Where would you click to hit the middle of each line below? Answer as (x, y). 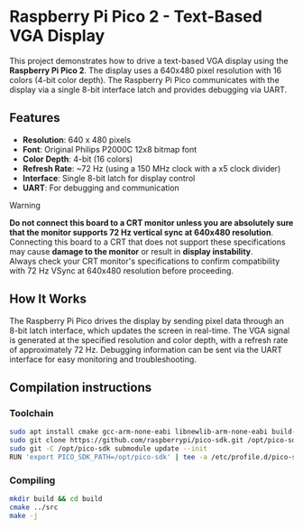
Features (35, 118)
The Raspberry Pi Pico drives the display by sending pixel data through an (147, 320)
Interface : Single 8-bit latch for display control (109, 178)
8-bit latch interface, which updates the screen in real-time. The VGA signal (150, 330)
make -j (24, 515)
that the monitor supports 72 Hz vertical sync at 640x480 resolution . (141, 232)
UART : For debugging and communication (101, 188)
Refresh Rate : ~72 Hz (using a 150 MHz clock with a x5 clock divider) (151, 168)
